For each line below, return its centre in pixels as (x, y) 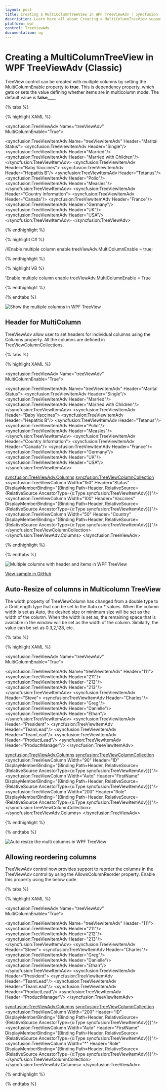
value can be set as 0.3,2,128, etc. (40, 628)
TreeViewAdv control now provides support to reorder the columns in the (79, 869)
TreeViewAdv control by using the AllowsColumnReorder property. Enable (80, 874)
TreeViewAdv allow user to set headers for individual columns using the (78, 334)
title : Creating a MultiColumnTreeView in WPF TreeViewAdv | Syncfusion (82, 14)
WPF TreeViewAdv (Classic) (64, 68)
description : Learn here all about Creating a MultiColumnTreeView (76, 19)
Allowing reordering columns (51, 857)
